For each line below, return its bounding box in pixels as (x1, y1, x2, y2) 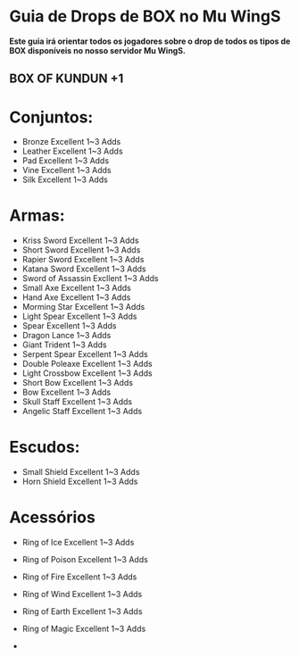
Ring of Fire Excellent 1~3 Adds (21, 571, 137, 582)
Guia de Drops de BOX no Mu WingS (9, 6, 281, 27)
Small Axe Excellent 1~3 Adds (21, 283, 131, 294)
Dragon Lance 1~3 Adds (21, 330, 112, 341)
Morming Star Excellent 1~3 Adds (21, 302, 145, 312)
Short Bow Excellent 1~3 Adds (21, 378, 134, 388)
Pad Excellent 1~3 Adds (21, 155, 110, 166)
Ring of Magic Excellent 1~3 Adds (21, 623, 146, 635)
